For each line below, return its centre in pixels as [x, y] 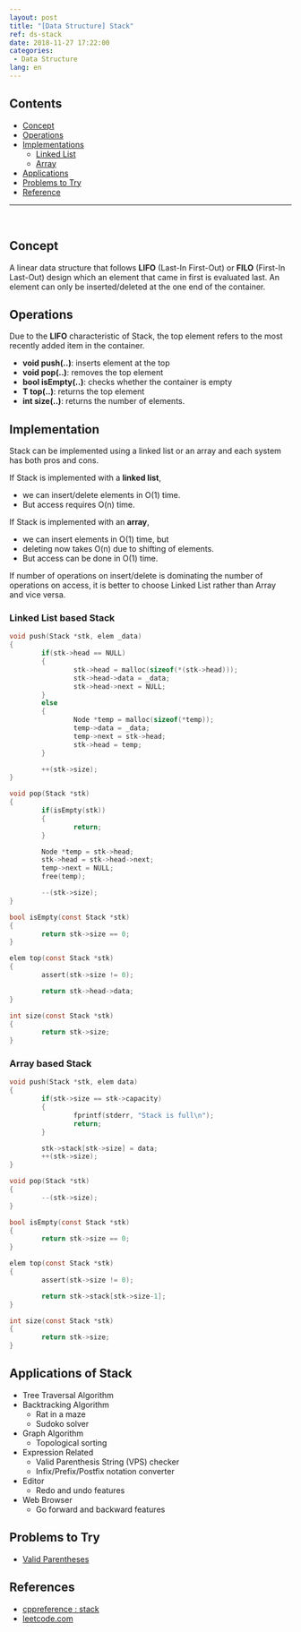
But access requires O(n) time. [79, 505]
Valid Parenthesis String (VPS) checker [107, 1462]
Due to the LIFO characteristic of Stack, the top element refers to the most [146, 336]
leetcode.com [47, 1619]
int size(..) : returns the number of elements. [103, 401]
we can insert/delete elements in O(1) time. [101, 495]
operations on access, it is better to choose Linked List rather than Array [142, 585]
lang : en [26, 68]
